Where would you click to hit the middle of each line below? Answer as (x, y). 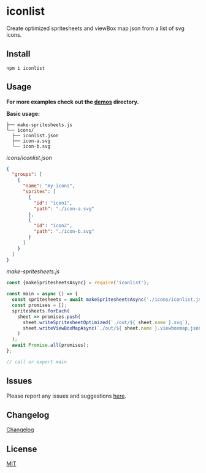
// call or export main (37, 362)
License (22, 449)
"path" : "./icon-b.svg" (64, 232)
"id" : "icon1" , (53, 203)
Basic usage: (23, 113)
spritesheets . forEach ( (41, 311)
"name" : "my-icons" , (49, 186)
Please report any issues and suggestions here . (67, 396)
